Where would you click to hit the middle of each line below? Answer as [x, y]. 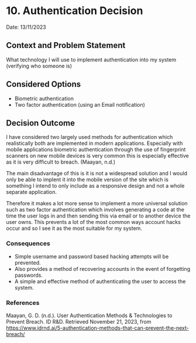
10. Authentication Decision [75, 11]
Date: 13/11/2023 [26, 27]
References [23, 303]
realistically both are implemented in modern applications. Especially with [94, 143]
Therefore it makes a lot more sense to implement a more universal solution [97, 203]
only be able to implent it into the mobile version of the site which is [87, 179]
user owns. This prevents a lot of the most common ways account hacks [94, 222]
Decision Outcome [40, 123]
